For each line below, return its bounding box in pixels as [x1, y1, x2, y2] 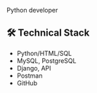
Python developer [6, 6, 58, 14]
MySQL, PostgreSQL [16, 56, 77, 65]
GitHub [16, 78, 38, 87]
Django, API [16, 64, 51, 72]
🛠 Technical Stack [6, 27, 90, 39]
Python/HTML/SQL [16, 49, 72, 57]
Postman [16, 71, 43, 80]
